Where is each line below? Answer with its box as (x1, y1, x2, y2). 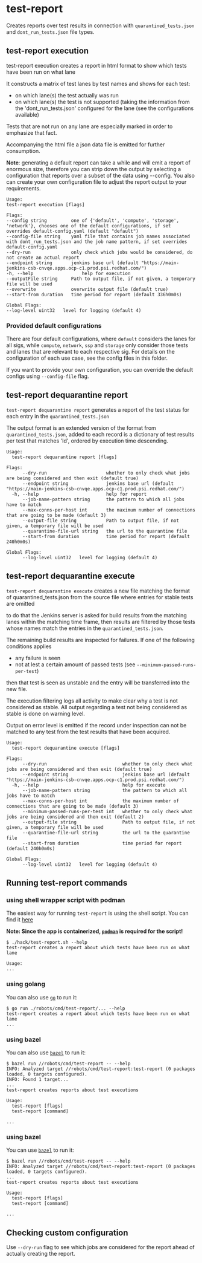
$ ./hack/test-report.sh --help (6, 940, 87, 946)
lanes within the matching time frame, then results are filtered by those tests (6, 618, 195, 625)
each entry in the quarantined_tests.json (6, 412, 110, 420)
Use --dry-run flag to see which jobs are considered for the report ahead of (6, 1244, 195, 1251)
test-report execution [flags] (6, 201, 85, 207)
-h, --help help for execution (6, 270, 131, 276)
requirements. (6, 184, 41, 192)
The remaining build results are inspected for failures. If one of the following (6, 636, 195, 643)
